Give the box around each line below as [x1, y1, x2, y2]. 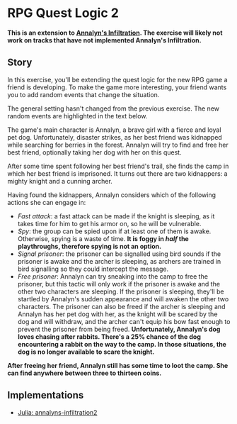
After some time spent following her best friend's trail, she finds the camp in [7, 162, 229, 170]
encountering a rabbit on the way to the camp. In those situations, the [17, 340, 226, 348]
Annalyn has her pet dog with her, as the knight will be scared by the [17, 310, 218, 318]
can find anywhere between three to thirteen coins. [7, 369, 162, 377]
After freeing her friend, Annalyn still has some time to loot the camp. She [7, 361, 229, 369]
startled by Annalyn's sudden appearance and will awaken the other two [17, 294, 229, 303]
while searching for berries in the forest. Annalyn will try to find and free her [7, 140, 229, 149]
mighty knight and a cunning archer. [7, 177, 113, 185]
